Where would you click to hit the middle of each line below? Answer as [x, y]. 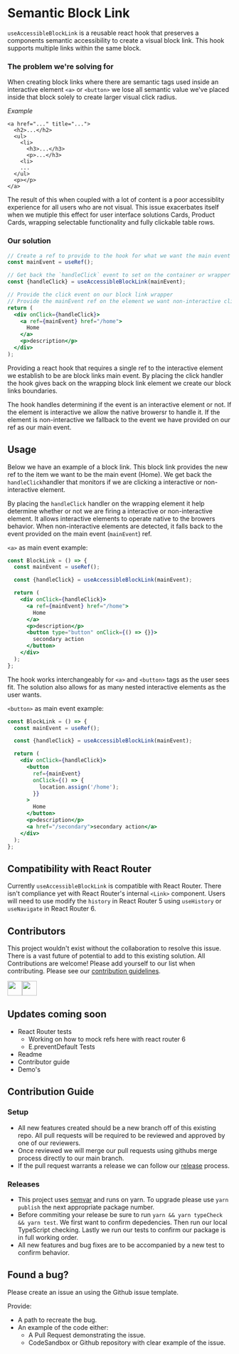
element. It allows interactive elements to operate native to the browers [111, 518]
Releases [24, 1184]
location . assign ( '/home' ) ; [79, 787]
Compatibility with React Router [79, 869]
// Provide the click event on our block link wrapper [90, 295]
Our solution [29, 241]
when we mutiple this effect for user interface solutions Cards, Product [111, 215]
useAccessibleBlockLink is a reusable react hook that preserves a [103, 33]
